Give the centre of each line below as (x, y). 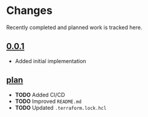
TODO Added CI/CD (40, 95)
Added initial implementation (50, 61)
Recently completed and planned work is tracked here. (74, 27)
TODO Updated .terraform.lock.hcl (61, 107)
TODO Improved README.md (48, 101)
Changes (29, 11)
